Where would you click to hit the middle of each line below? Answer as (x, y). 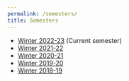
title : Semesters (33, 20)
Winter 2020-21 (40, 55)
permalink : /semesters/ (43, 14)
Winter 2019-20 (40, 63)
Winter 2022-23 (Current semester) (70, 40)
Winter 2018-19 (40, 70)
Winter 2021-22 (40, 48)
